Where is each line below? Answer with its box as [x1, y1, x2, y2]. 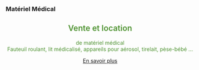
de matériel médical [76, 39, 125, 46]
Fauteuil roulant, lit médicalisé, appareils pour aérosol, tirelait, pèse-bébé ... [7, 45, 193, 53]
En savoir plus [83, 57, 117, 64]
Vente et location [68, 23, 132, 34]
